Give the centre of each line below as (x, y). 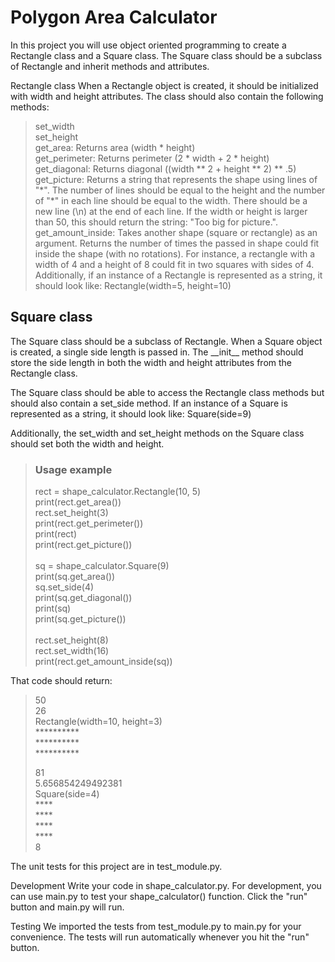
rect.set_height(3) (71, 513)
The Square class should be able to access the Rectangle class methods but (167, 392)
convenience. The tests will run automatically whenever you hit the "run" (160, 937)
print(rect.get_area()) (78, 502)
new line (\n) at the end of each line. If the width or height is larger (171, 211)
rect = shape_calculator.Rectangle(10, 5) (118, 492)
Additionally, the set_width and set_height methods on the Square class (157, 433)
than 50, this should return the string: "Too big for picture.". (156, 222)
